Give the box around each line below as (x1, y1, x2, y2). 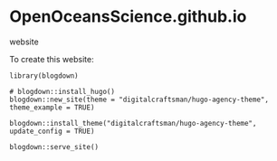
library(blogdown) (9, 71, 79, 80)
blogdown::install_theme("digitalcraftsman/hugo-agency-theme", (9, 118, 257, 128)
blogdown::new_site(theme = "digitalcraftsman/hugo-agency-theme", (9, 95, 270, 104)
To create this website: (9, 53, 94, 64)
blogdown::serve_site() (9, 142, 100, 151)
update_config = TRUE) (9, 127, 95, 136)
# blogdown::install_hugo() (9, 87, 116, 96)
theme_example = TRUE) (9, 102, 95, 112)
